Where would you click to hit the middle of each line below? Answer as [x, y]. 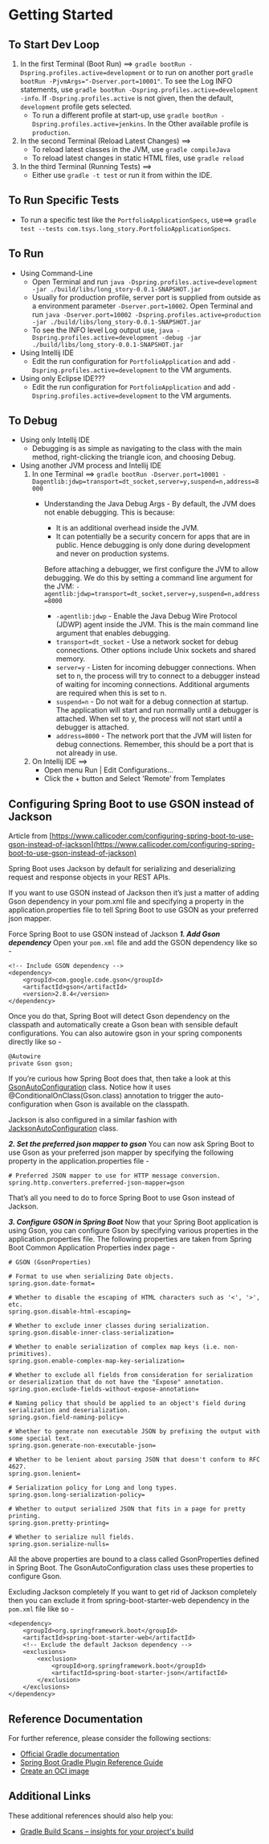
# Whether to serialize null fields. [71, 1537]
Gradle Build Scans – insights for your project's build [107, 1831]
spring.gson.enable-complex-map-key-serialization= [96, 1361]
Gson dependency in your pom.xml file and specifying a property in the [126, 901]
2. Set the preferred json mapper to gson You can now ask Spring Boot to [131, 1144]
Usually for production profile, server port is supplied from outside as [146, 297]
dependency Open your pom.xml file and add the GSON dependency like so [133, 943]
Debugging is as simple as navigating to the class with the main [137, 449]
